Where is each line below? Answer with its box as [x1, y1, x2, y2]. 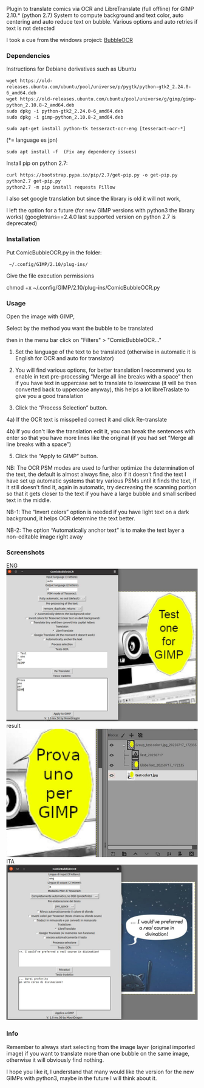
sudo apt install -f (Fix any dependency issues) [6, 149, 137, 155]
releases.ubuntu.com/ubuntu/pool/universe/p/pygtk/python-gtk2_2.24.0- [6, 84, 191, 90]
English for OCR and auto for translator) [15, 354, 114, 361]
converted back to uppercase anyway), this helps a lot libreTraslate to [15, 386, 189, 393]
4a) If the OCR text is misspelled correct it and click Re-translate [6, 416, 167, 423]
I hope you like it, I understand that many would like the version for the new [6, 1068, 194, 1075]
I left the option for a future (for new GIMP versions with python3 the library [6, 207, 195, 214]
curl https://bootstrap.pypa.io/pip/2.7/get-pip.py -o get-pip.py [6, 172, 178, 178]
